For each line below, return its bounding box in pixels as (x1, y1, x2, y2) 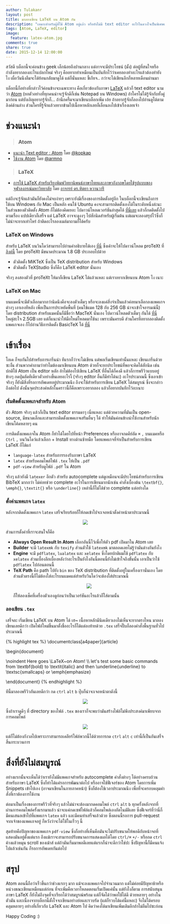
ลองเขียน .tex (6, 605, 35, 612)
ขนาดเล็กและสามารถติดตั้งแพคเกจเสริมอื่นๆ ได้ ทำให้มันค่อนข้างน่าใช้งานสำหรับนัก (25, 415, 159, 421)
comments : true (6, 40, 38, 45)
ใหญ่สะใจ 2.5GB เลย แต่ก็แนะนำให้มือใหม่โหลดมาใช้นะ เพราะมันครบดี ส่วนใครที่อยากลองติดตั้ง (6, 316, 165, 322)
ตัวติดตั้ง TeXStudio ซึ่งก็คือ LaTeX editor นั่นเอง (13, 264, 101, 270)
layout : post (6, 12, 33, 17)
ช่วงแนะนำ (6, 120, 40, 131)
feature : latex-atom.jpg (10, 36, 63, 41)
